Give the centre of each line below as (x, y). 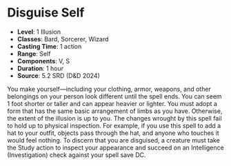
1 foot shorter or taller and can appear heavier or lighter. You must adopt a (112, 103)
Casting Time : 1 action (49, 46)
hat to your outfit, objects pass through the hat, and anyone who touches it (113, 133)
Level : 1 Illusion (39, 32)
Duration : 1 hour (40, 68)
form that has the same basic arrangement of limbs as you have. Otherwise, (115, 111)
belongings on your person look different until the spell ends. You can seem (114, 96)
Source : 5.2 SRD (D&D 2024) (58, 75)
